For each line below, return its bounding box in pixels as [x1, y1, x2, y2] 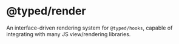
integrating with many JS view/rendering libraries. [6, 30, 131, 37]
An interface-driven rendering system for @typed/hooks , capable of [6, 24, 173, 31]
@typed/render [6, 4, 86, 18]
